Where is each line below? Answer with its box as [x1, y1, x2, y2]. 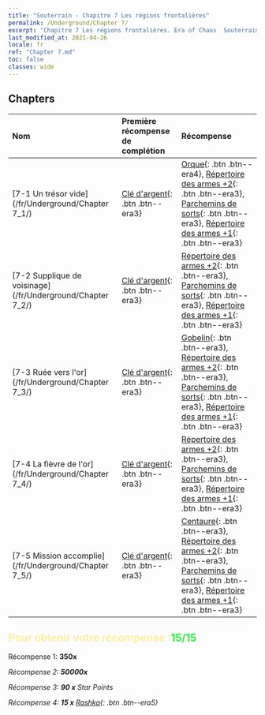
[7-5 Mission [12, 550, 62, 561]
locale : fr [8, 41, 44, 49]
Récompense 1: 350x [8, 652, 77, 661]
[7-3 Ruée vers [12, 366, 70, 377]
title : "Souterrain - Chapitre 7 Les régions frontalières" [8, 11, 211, 20]
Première [121, 115, 157, 126]
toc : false [8, 56, 44, 64]
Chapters [8, 92, 55, 106]
